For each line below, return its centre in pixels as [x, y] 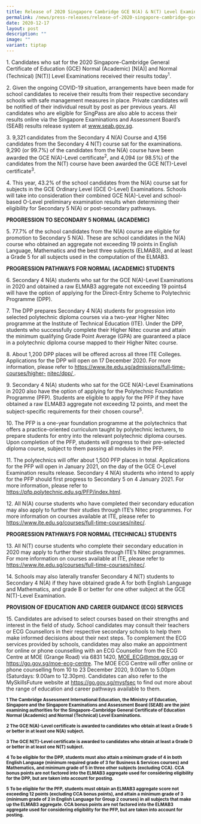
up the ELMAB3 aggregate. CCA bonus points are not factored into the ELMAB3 [90, 804]
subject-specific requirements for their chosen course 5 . [75, 411]
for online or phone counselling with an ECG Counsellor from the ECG [92, 650]
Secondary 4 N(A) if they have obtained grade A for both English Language [99, 583]
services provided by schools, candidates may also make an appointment [97, 644]
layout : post [22, 28]
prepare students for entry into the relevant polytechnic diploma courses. [96, 435]
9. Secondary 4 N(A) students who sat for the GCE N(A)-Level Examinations [100, 384]
